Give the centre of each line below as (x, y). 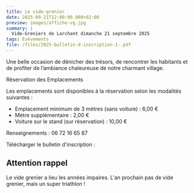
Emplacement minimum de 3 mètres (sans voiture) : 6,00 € (86, 109)
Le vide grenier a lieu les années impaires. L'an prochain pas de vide (90, 177)
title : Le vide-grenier (36, 12)
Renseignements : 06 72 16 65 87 (47, 133)
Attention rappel (37, 163)
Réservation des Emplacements (45, 79)
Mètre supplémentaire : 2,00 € (52, 115)
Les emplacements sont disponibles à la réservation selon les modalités (94, 91)
